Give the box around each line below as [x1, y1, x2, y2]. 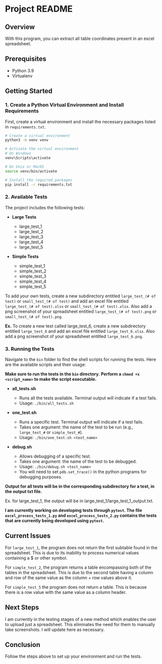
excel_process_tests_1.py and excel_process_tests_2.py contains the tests [5, 512, 157, 518]
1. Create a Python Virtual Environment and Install [5, 102, 124, 108]
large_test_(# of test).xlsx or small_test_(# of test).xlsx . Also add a [5, 303, 152, 309]
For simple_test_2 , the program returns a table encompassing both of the [5, 564, 151, 570]
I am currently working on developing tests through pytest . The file [5, 507, 143, 513]
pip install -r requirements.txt [5, 182, 73, 187]
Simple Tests [12, 254, 39, 259]
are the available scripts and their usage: [5, 361, 86, 367]
